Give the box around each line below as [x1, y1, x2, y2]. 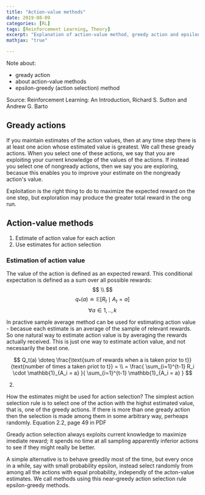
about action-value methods [15, 78, 87, 85]
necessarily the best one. [6, 344, 70, 351]
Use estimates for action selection [15, 241, 101, 248]
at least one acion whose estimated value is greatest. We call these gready [6, 143, 195, 150]
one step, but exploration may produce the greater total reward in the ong [6, 194, 191, 201]
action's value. [6, 175, 43, 183]
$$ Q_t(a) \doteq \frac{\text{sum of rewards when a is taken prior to [13, 356, 184, 364]
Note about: [6, 59, 37, 67]
